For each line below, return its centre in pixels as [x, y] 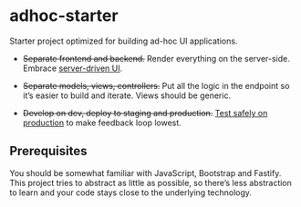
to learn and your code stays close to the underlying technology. [131, 192]
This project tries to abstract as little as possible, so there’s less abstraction [150, 182]
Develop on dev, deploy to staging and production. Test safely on [145, 113]
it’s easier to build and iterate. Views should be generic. [126, 95]
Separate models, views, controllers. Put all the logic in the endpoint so [156, 85]
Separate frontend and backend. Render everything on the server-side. [156, 58]
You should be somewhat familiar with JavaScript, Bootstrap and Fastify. [145, 172]
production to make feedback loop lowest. [102, 123]
